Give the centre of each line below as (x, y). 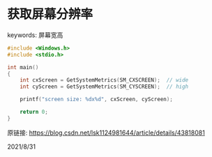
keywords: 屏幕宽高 (35, 35)
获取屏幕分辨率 (50, 14)
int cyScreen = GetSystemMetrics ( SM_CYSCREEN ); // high (104, 87)
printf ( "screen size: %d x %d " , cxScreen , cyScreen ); (96, 99)
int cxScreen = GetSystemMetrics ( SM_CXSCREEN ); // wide (104, 80)
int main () (23, 67)
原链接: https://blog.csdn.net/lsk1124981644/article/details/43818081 (106, 133)
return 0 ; (34, 112)
